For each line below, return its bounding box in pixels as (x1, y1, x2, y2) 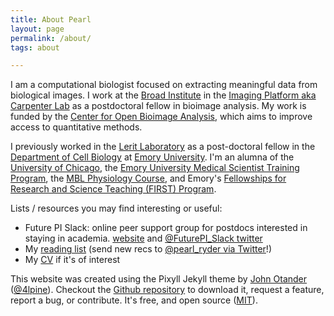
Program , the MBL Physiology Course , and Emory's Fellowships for (10, 172, 287, 185)
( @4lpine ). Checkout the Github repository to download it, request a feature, (10, 284, 325, 296)
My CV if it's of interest (24, 254, 121, 266)
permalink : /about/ (10, 33, 92, 43)
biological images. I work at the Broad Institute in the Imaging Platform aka (10, 89, 317, 101)
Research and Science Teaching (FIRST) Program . (10, 183, 217, 195)
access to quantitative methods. (10, 121, 143, 133)
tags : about (10, 42, 60, 53)
